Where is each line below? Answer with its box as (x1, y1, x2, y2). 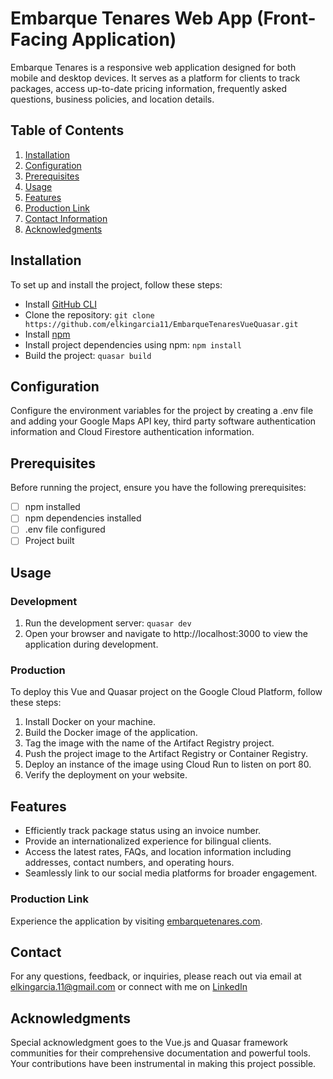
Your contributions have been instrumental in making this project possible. (10, 1058, 317, 1070)
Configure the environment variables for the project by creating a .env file (10, 405, 314, 417)
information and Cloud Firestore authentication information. (10, 426, 255, 438)
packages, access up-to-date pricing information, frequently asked (10, 82, 287, 94)
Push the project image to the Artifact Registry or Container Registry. (24, 748, 308, 760)
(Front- (256, 7, 317, 30)
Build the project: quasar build (24, 349, 152, 361)
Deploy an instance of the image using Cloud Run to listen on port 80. (24, 758, 312, 771)
